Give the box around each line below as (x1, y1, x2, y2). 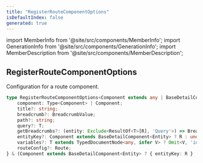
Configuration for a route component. (6, 83, 100, 91)
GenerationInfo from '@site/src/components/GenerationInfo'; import (6, 43, 176, 50)
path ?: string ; (17, 117, 56, 123)
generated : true (6, 20, 47, 26)
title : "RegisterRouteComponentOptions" (6, 8, 110, 15)
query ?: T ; (17, 123, 45, 129)
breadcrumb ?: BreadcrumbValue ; (17, 111, 96, 118)
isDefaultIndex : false (6, 14, 63, 21)
